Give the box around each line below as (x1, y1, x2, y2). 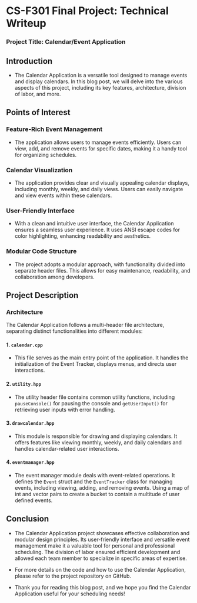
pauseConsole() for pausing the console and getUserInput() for (14, 399, 168, 407)
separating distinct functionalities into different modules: (6, 327, 143, 335)
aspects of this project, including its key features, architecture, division (14, 84, 186, 91)
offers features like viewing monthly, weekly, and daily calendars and (14, 438, 182, 446)
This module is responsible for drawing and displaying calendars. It (14, 432, 178, 440)
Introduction (6, 56, 53, 66)
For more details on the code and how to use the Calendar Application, (14, 566, 186, 573)
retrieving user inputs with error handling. (14, 406, 116, 413)
